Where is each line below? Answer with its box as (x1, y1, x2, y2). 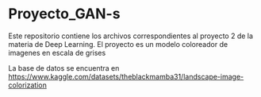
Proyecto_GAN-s (8, 5, 121, 23)
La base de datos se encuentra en (8, 63, 120, 72)
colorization (8, 80, 48, 90)
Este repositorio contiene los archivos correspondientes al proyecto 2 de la (8, 31, 254, 41)
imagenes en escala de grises (8, 48, 106, 57)
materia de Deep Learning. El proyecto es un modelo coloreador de (8, 39, 228, 48)
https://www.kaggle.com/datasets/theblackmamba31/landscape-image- (8, 72, 244, 81)
